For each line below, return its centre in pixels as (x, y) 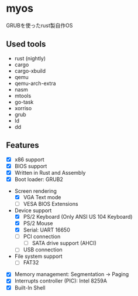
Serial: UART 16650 (46, 230)
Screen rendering (36, 191)
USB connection (43, 250)
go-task (24, 102)
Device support (33, 210)
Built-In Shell (30, 288)
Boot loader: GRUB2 (39, 179)
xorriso (23, 108)
